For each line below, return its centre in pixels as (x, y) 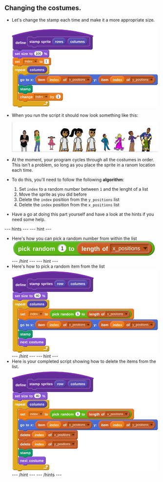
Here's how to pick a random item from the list (58, 266)
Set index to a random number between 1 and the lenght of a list (83, 189)
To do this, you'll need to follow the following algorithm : (68, 180)
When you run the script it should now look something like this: (75, 115)
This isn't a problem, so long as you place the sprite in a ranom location (83, 165)
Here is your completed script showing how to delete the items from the (84, 361)
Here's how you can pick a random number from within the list (74, 239)
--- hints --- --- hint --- (28, 229)
